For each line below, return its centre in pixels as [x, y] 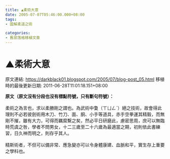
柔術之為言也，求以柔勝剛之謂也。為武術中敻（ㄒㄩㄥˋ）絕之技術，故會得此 [84, 108]
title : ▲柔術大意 [22, 10]
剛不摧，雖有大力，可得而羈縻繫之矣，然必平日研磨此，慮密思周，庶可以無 [83, 120]
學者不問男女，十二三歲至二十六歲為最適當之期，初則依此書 [94, 127]
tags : [11, 19]
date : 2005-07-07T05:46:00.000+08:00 [45, 15]
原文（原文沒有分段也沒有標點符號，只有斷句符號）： [59, 96]
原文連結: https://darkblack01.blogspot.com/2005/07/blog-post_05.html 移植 [85, 79]
